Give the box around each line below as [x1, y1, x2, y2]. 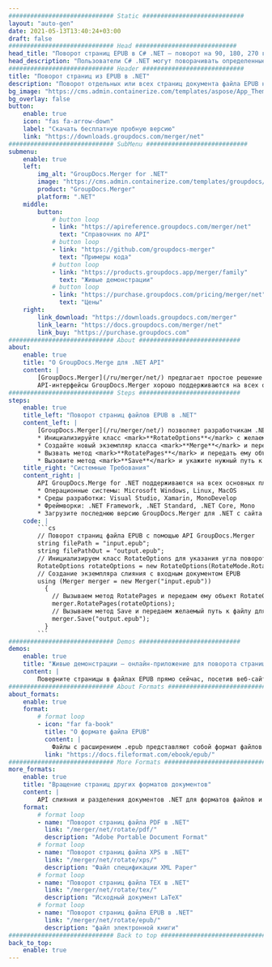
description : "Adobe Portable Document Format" [44, 833, 208, 841]
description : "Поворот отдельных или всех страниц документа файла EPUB [8, 79, 259, 88]
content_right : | [23, 472, 82, 480]
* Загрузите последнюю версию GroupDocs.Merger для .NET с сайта [37, 509, 263, 517]
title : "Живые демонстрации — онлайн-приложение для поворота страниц [23, 660, 266, 669]
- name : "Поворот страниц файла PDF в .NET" [37, 818, 190, 827]
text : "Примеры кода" [59, 253, 132, 261]
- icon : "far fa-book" [37, 721, 114, 729]
